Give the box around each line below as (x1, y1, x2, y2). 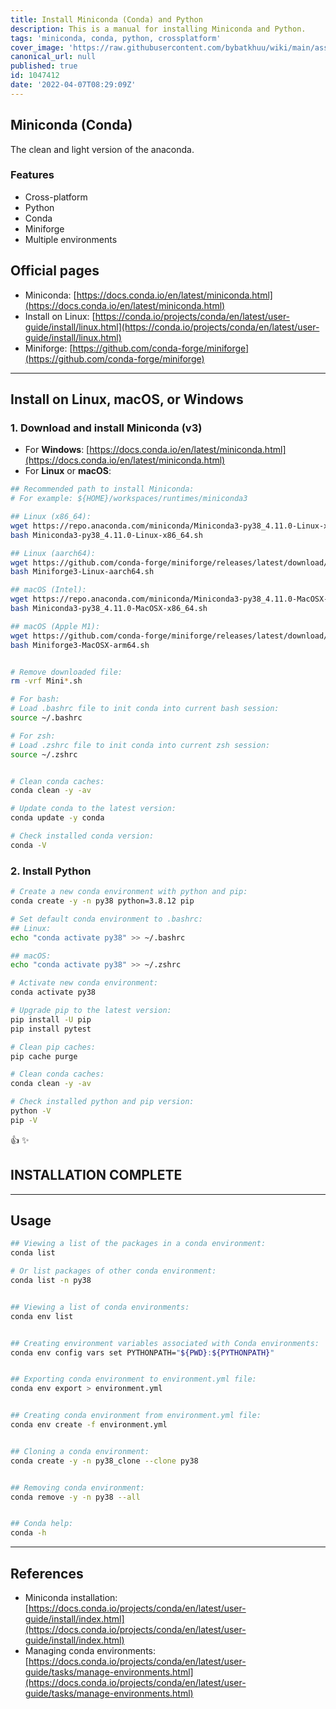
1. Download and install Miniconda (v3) (10, 421, 203, 435)
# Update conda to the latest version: (10, 804, 177, 814)
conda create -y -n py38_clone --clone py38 (10, 1456, 199, 1466)
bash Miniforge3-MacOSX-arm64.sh (10, 640, 150, 650)
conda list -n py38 (10, 1276, 92, 1286)
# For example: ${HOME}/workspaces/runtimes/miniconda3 (10, 494, 248, 504)
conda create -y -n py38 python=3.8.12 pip (10, 896, 195, 906)
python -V (10, 1106, 52, 1116)
